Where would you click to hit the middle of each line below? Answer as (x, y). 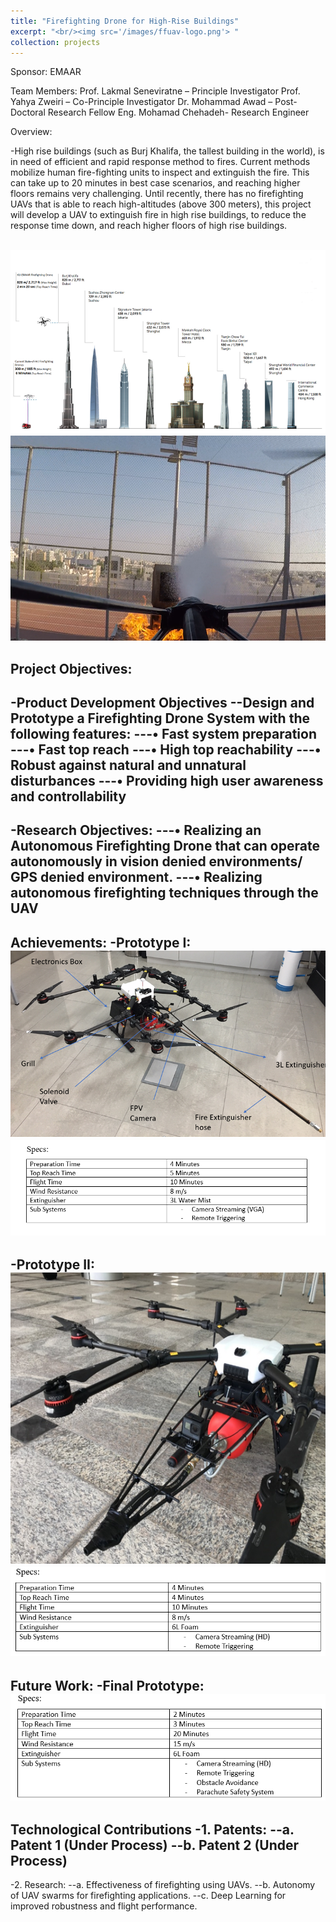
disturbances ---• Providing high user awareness (167, 780)
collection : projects (55, 42)
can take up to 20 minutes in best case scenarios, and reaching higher (155, 183)
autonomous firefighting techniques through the (164, 893)
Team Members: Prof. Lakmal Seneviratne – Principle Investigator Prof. (155, 91)
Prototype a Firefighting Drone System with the (160, 718)
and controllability (68, 796)
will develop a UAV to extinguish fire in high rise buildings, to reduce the (158, 215)
